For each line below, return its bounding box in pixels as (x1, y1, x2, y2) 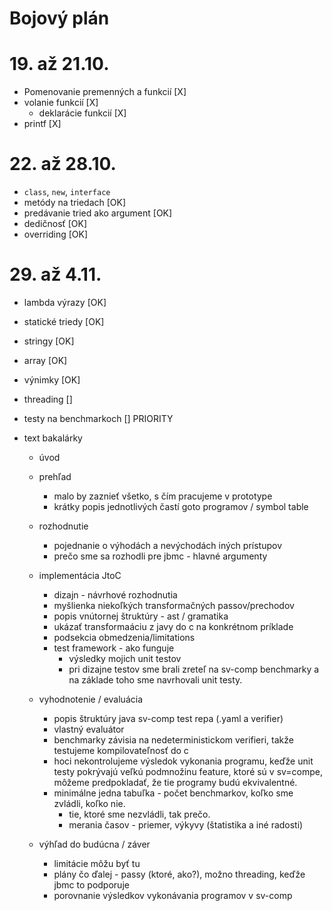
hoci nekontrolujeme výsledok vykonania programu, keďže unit (53, 755, 314, 767)
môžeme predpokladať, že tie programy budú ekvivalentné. (53, 777, 298, 788)
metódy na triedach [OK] (23, 197, 127, 209)
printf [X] (23, 118, 62, 130)
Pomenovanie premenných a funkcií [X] (23, 86, 187, 98)
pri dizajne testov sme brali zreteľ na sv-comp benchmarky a (68, 663, 320, 675)
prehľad (38, 471, 72, 482)
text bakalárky (23, 432, 83, 444)
